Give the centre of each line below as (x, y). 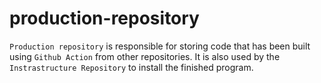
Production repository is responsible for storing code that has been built (160, 46)
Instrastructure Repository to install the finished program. (131, 67)
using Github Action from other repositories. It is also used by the (145, 56)
